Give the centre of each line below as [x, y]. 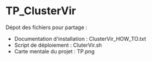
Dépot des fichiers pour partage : [46, 27]
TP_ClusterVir [41, 11]
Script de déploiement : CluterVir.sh [58, 45]
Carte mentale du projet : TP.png [54, 51]
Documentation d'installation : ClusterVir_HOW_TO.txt [80, 38]
